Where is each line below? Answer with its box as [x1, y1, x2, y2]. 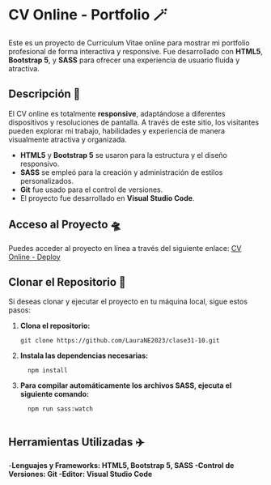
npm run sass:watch [28, 405, 93, 413]
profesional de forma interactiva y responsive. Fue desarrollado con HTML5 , [8, 46, 263, 56]
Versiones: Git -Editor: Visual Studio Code [8, 470, 153, 479]
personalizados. [19, 176, 74, 185]
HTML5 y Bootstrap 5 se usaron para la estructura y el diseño [19, 150, 228, 160]
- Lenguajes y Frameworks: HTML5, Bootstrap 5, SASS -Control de [8, 461, 235, 470]
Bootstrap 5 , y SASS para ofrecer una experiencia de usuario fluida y [8, 55, 240, 65]
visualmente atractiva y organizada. [8, 134, 127, 144]
